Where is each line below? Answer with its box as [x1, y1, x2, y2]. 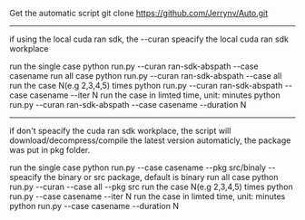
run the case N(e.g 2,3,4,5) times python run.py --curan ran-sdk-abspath [9, 81, 283, 91]
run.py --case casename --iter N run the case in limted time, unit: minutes [9, 191, 286, 202]
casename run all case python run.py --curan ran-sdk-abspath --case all [9, 71, 282, 81]
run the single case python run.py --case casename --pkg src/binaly [9, 162, 266, 173]
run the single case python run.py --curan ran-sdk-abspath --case [9, 61, 259, 72]
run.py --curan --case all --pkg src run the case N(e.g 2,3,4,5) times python [9, 181, 293, 192]
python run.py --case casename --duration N [9, 201, 180, 211]
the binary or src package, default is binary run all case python [44, 172, 279, 182]
